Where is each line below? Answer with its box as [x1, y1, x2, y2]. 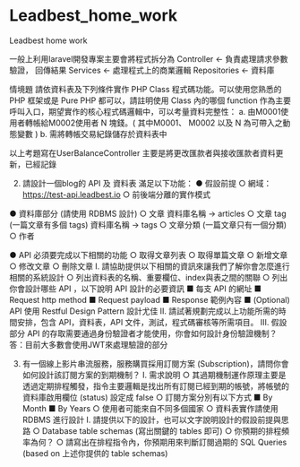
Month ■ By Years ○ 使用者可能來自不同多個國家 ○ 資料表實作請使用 [21, 402, 279, 413]
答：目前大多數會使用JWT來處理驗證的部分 [9, 339, 168, 350]
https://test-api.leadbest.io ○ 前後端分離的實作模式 [21, 189, 211, 200]
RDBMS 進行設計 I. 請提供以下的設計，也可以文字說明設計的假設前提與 [21, 414, 282, 425]
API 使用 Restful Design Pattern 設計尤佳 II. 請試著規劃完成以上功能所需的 [9, 306, 279, 316]
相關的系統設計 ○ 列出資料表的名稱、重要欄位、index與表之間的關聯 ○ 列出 [9, 272, 288, 282]
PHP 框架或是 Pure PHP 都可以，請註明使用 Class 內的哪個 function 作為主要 [9, 95, 292, 106]
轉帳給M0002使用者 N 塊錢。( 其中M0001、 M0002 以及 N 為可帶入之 [24, 117, 283, 128]
